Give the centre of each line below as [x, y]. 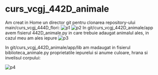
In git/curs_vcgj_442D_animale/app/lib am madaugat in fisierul [68, 47]
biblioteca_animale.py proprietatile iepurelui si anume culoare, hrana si [77, 53]
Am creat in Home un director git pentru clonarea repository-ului [70, 22]
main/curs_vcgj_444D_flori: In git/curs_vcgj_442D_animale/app [79, 27]
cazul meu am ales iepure [31, 38]
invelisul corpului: [23, 57]
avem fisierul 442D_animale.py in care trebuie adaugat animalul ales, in [77, 33]
